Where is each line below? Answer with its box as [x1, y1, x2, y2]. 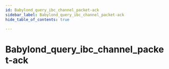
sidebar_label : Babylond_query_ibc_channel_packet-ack [5, 12, 125, 17]
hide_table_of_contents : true [5, 17, 70, 22]
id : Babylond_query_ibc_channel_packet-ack [5, 7, 100, 13]
